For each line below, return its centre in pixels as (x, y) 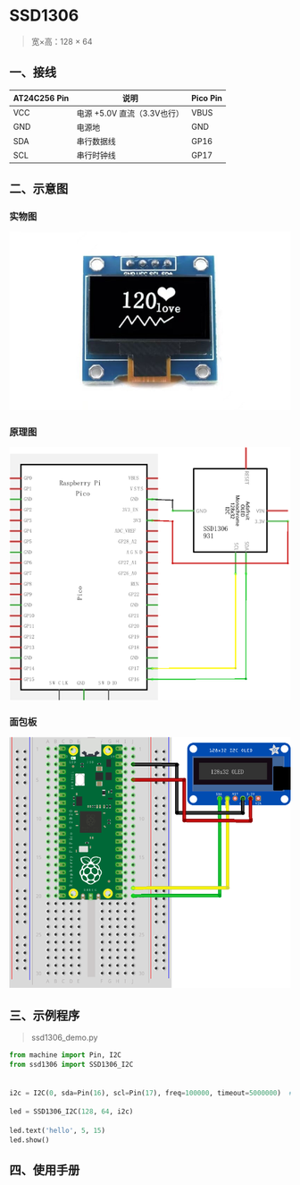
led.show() (29, 1140)
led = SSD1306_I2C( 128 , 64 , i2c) (71, 1112)
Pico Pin (207, 98)
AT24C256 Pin (41, 98)
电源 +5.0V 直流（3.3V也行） (130, 113)
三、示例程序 (45, 1015)
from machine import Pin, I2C (66, 1055)
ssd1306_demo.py (64, 1038)
